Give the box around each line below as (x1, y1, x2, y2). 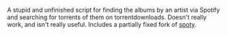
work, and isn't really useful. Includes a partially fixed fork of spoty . (7, 21, 197, 28)
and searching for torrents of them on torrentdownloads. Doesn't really (7, 13, 207, 21)
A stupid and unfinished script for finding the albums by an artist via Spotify (7, 6, 220, 14)
